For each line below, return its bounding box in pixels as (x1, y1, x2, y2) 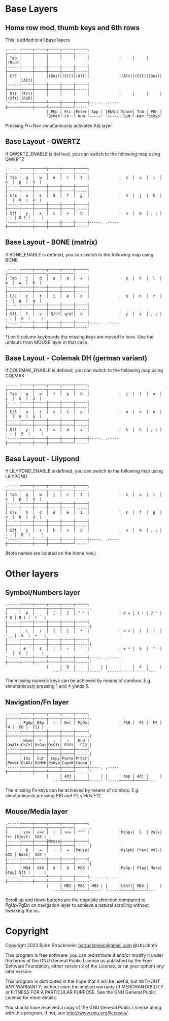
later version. (5, 968, 33, 974)
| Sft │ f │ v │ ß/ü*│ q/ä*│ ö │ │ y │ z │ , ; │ (5, 311, 162, 317)
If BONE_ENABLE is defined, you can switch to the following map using (5, 251, 154, 257)
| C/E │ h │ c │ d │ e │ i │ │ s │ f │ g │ (5, 510, 162, 515)
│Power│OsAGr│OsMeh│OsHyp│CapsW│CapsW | (5, 761, 92, 766)
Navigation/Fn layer (5, 698, 69, 706)
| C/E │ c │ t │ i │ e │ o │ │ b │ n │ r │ (5, 294, 162, 299)
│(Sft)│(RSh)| (5, 96, 36, 101)
